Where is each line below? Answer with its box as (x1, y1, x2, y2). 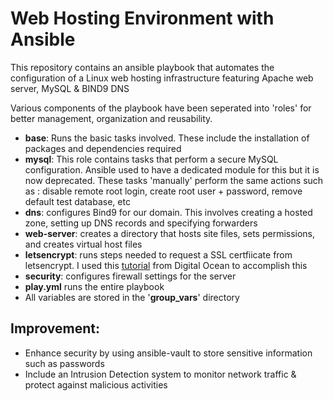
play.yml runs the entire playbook (24, 280, 165, 292)
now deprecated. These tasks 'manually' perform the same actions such (24, 174, 324, 186)
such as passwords (24, 357, 105, 369)
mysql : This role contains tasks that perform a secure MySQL (24, 153, 279, 165)
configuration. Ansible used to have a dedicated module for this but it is (24, 163, 320, 176)
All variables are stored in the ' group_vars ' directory (24, 291, 240, 303)
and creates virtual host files (24, 238, 143, 250)
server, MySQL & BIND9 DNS (10, 82, 130, 94)
